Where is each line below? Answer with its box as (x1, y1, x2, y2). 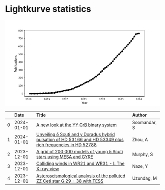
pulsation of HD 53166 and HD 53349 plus (36, 136, 124, 142)
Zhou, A (132, 136, 148, 142)
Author (132, 112, 147, 118)
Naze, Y (132, 163, 148, 169)
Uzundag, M (132, 175, 157, 181)
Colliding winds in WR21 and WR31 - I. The (36, 161, 125, 166)
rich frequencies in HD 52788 (36, 141, 97, 148)
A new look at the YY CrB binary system (36, 122, 117, 128)
